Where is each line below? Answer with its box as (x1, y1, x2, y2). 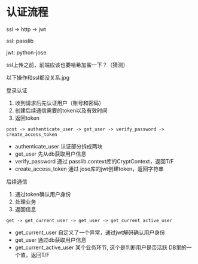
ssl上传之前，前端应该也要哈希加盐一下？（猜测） (6, 61, 129, 68)
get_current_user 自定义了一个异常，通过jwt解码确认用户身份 (14, 229, 166, 236)
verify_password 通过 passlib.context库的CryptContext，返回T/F (14, 157, 174, 165)
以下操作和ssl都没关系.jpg (6, 74, 70, 81)
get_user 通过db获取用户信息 (14, 236, 87, 243)
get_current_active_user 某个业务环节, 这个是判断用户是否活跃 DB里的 (14, 244, 187, 251)
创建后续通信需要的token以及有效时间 (14, 107, 108, 114)
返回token (14, 114, 40, 122)
